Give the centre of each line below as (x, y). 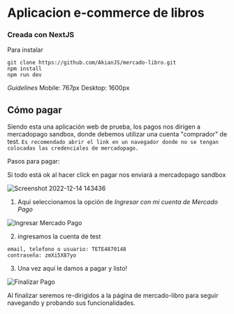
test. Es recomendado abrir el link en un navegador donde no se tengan (113, 142)
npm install (24, 69)
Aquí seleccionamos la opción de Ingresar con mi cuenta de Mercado (118, 202)
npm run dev (24, 75)
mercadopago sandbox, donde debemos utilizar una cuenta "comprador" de (117, 134)
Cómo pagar (35, 110)
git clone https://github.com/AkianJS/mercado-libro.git (92, 63)
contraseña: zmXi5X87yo (42, 256)
